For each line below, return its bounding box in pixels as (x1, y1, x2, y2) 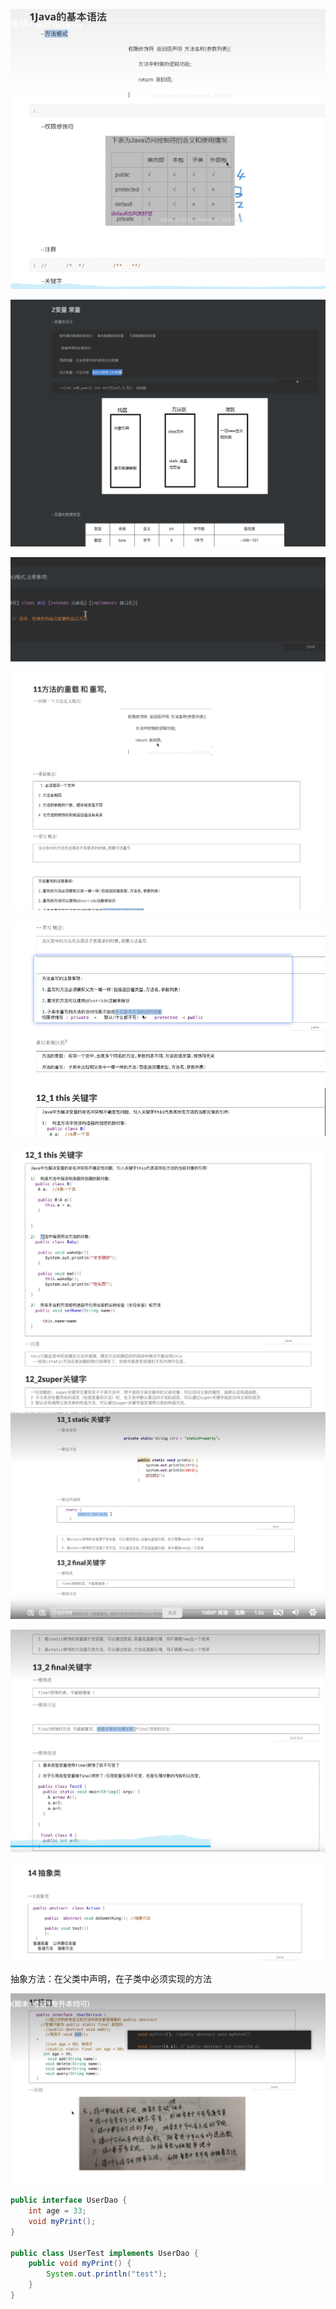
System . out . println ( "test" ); (46, 2269, 168, 2279)
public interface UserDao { (10, 2195, 128, 2206)
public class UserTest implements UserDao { (10, 2248, 199, 2258)
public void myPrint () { (28, 2259, 132, 2269)
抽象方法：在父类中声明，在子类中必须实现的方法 (10, 1973, 212, 1985)
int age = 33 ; (28, 2206, 87, 2216)
